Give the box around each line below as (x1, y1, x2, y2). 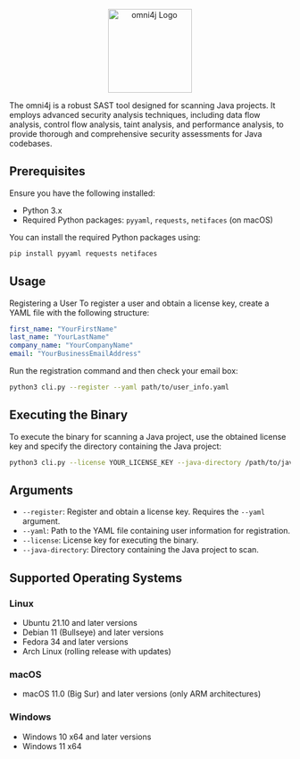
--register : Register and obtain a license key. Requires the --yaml (21, 506, 265, 518)
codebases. (9, 139, 53, 148)
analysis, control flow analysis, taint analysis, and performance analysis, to (9, 119, 284, 130)
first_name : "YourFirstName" (9, 325, 118, 333)
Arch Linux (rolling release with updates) (21, 646, 171, 657)
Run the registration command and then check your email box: (9, 366, 238, 375)
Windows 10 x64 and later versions (21, 731, 152, 742)
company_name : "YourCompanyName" (9, 341, 134, 350)
